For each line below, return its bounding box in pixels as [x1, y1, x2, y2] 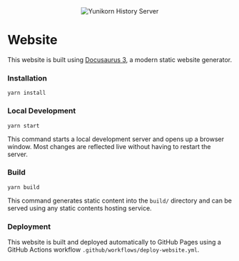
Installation [7, 73, 48, 83]
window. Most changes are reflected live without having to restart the [7, 142, 211, 150]
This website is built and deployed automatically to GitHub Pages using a [7, 238, 221, 247]
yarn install [7, 89, 46, 97]
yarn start [7, 122, 40, 129]
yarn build [7, 183, 40, 191]
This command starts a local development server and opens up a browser [7, 135, 225, 143]
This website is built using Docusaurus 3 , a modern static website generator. [7, 55, 233, 63]
